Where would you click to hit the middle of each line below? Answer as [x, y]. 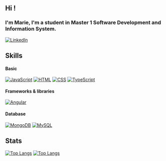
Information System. [31, 29]
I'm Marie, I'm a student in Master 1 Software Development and [83, 23]
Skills [14, 56]
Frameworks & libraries [30, 91]
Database [16, 114]
